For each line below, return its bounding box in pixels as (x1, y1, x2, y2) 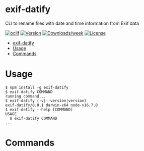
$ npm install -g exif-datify (5, 85, 69, 90)
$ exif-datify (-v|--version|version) (5, 98, 87, 103)
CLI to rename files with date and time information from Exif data (5, 20, 139, 26)
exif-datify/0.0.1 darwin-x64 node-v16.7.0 (5, 103, 98, 108)
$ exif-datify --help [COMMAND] (5, 107, 73, 112)
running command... (5, 93, 46, 99)
